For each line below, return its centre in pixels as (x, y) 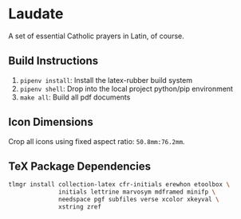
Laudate (36, 14)
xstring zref (80, 207)
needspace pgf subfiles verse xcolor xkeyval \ (139, 200)
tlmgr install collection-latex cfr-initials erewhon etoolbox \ (119, 185)
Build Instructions (53, 61)
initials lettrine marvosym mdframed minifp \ (137, 192)
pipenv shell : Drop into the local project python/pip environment (126, 88)
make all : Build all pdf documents (75, 97)
